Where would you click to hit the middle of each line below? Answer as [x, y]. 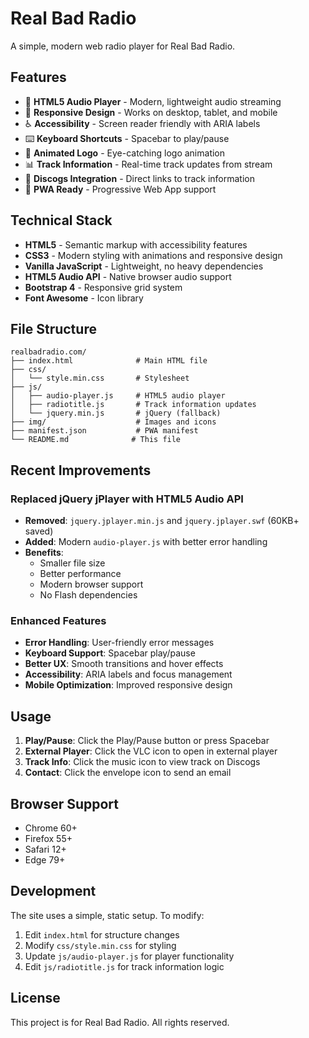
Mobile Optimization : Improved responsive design [128, 685]
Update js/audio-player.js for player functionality [129, 956]
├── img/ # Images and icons [113, 422]
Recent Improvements [81, 470]
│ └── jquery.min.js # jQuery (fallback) [116, 413]
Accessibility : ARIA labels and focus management [128, 674]
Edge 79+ [45, 859]
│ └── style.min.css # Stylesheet [100, 378]
